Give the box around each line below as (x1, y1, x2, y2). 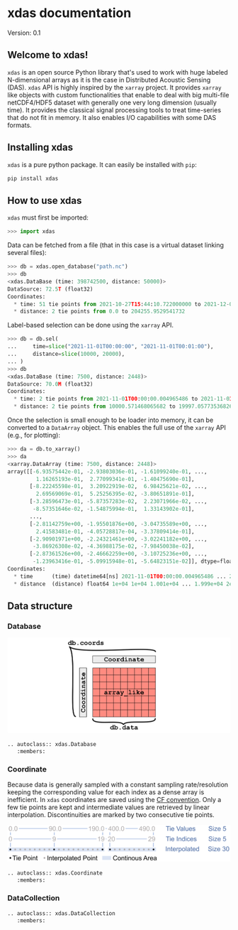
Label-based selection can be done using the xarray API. (7, 321, 174, 330)
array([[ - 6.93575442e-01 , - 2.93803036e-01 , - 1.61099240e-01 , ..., (7, 467, 208, 475)
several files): (7, 249, 47, 257)
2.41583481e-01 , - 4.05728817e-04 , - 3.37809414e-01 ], (35, 528, 195, 535)
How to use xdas (7, 194, 82, 207)
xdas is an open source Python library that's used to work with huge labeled (7, 67, 228, 76)
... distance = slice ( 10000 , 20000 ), (7, 350, 125, 357)
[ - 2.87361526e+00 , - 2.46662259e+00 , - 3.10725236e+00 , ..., (29, 551, 208, 558)
